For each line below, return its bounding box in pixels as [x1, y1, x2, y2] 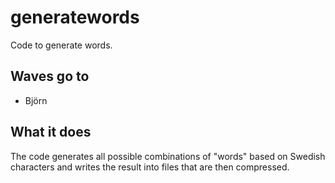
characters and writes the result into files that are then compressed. [10, 161, 290, 173]
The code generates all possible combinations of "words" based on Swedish [10, 150, 326, 162]
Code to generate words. [10, 39, 113, 51]
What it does [10, 124, 92, 141]
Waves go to [10, 68, 90, 85]
